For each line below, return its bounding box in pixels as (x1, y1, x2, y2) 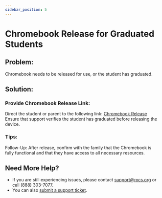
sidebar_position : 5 (5, 7, 47, 12)
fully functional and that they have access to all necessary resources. (5, 150, 145, 155)
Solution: (5, 85, 33, 93)
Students (5, 39, 43, 49)
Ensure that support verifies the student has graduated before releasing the (5, 116, 158, 122)
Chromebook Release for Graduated (5, 28, 155, 39)
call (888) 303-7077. (12, 182, 54, 188)
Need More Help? (5, 164, 60, 172)
